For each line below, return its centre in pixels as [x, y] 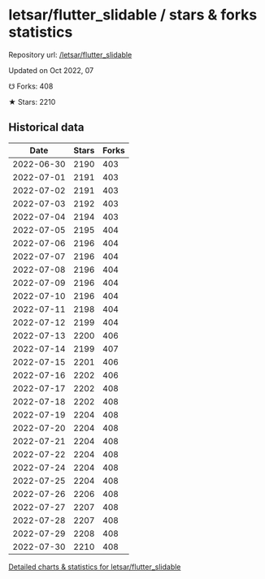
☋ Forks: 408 [31, 86]
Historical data [46, 127]
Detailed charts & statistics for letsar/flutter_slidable [95, 567]
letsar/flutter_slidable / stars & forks [133, 15]
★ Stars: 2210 [32, 102]
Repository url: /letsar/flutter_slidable [70, 54]
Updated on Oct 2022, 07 [51, 70]
